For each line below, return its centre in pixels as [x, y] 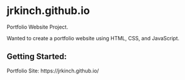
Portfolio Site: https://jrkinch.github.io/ [53, 71]
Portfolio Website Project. [37, 27]
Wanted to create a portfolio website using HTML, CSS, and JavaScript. [93, 38]
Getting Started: [37, 57]
